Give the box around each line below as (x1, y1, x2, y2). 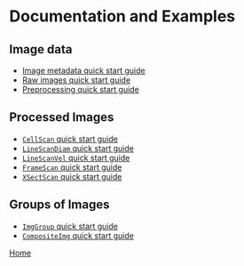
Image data (9, 42, 73, 57)
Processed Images (9, 109, 114, 125)
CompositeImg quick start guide (21, 230, 135, 241)
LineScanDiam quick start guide (21, 142, 135, 153)
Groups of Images (9, 197, 110, 213)
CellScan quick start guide (21, 133, 118, 144)
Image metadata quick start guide (21, 65, 146, 76)
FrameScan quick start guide (21, 162, 122, 173)
